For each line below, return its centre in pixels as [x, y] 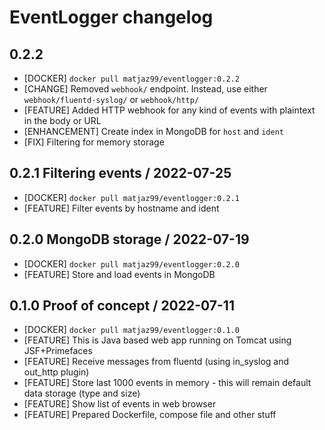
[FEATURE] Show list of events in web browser [120, 404]
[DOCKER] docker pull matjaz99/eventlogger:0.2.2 [131, 78]
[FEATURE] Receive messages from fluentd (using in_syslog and [156, 362]
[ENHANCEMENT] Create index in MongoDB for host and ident [153, 131]
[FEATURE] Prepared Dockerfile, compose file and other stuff [150, 415]
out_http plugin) [56, 372]
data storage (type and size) [82, 393]
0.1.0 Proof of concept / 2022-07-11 [122, 306]
